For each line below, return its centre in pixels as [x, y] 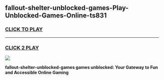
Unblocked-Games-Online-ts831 [56, 16]
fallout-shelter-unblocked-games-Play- [67, 8]
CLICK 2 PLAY [22, 48]
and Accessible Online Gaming [37, 72]
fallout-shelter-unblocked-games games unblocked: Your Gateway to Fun [82, 67]
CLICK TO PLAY [24, 30]
